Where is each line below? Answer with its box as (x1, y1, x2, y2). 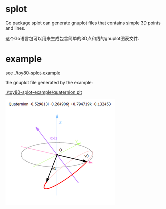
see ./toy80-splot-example (5, 70, 61, 76)
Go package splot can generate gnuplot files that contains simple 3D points (5, 20, 161, 26)
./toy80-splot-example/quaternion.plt (5, 89, 82, 95)
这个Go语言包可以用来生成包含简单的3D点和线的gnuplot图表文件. (5, 35, 139, 41)
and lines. (5, 25, 26, 31)
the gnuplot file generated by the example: (5, 79, 93, 85)
